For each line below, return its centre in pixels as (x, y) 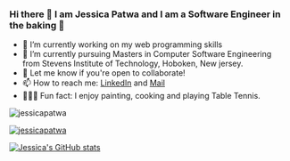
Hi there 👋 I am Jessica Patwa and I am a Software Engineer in (145, 14)
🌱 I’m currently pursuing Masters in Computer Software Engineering (147, 54)
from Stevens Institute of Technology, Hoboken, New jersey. (133, 64)
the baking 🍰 (37, 25)
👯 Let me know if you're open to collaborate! (104, 73)
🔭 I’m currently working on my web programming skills (122, 44)
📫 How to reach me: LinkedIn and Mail (93, 83)
